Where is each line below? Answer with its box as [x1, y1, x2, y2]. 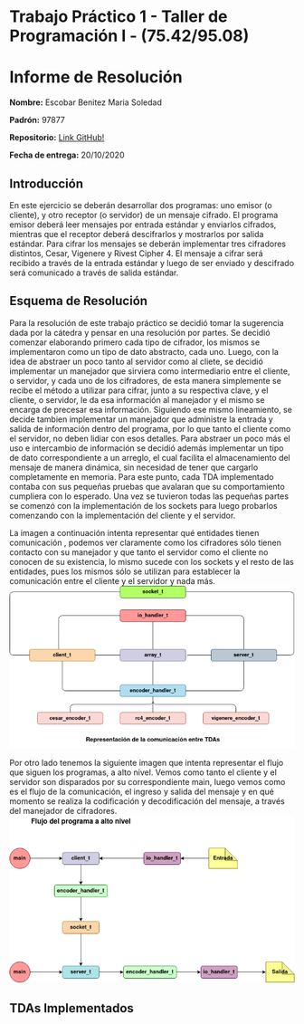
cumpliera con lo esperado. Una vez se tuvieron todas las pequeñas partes [9, 491, 290, 502]
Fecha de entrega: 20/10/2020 [9, 149, 125, 160]
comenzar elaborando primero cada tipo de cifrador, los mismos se [9, 337, 261, 348]
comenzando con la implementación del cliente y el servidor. [9, 510, 236, 521]
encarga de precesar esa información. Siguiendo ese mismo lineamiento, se [9, 404, 292, 415]
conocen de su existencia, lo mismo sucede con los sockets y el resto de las [9, 556, 294, 567]
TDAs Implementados [9, 1000, 134, 1016]
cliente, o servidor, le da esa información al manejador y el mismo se [9, 394, 265, 405]
